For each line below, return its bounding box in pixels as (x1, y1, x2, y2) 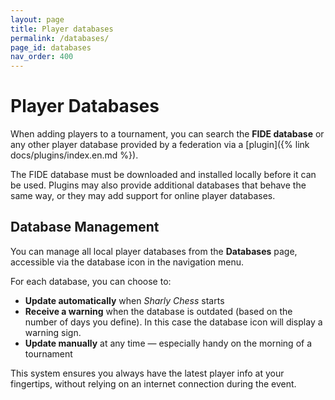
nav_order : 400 (10, 52, 74, 62)
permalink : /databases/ (10, 33, 110, 43)
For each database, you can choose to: (10, 275, 172, 287)
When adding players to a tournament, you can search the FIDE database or (10, 128, 325, 140)
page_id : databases (10, 42, 92, 53)
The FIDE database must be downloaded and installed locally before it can (10, 169, 317, 181)
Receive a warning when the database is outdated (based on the (24, 305, 293, 317)
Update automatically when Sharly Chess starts (24, 294, 225, 306)
